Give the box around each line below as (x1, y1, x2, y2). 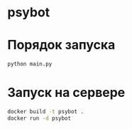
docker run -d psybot (7, 115, 72, 122)
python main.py (7, 61, 53, 68)
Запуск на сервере (7, 85, 126, 100)
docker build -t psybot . (7, 108, 84, 115)
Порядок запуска (7, 37, 116, 53)
